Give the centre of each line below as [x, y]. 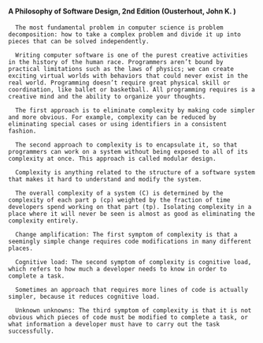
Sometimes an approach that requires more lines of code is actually [131, 290]
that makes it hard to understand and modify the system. [105, 180]
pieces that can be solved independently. [79, 42]
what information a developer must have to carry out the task [114, 324]
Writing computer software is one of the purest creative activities [131, 55]
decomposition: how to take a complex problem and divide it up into [125, 35]
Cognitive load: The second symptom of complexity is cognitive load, [133, 263]
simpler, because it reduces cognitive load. [84, 297]
